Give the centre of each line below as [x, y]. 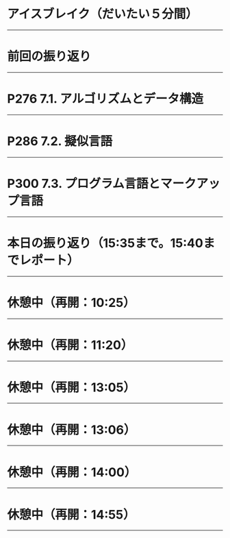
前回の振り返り [49, 57]
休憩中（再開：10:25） [71, 303]
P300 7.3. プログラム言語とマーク [102, 183]
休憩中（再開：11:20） [70, 345]
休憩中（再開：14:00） [72, 472]
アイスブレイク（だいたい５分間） [103, 14]
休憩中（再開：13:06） [72, 430]
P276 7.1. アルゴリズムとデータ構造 [105, 99]
